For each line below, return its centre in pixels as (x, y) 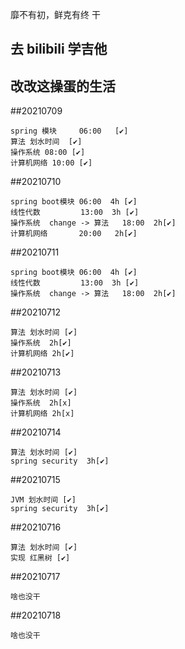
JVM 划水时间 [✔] (43, 500)
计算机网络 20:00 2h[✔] (74, 234)
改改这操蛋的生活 (63, 86)
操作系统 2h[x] (41, 403)
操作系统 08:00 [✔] (48, 153)
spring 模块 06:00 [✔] (69, 131)
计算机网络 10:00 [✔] (51, 163)
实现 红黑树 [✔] (40, 558)
